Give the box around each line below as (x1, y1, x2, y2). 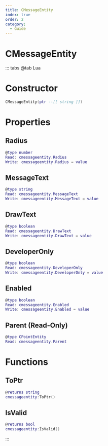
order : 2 (5, 17, 24, 22)
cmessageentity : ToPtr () (5, 394, 56, 399)
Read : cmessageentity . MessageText (5, 192, 79, 197)
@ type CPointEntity (5, 334, 47, 340)
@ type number (5, 150, 33, 155)
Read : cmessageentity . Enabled (5, 302, 69, 307)
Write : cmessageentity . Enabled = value (5, 307, 90, 312)
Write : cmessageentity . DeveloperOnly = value (5, 270, 103, 275)
